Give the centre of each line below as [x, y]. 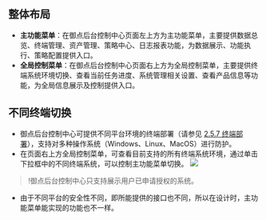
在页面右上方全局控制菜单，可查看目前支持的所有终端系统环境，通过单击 [139, 154]
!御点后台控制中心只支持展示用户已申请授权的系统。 [113, 180]
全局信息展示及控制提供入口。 [90, 85]
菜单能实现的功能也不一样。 [72, 207]
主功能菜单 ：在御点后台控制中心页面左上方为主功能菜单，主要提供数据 [135, 35]
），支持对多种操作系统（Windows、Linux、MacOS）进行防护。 [131, 143]
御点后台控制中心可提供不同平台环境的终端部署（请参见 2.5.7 [120, 134]
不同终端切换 [40, 113]
